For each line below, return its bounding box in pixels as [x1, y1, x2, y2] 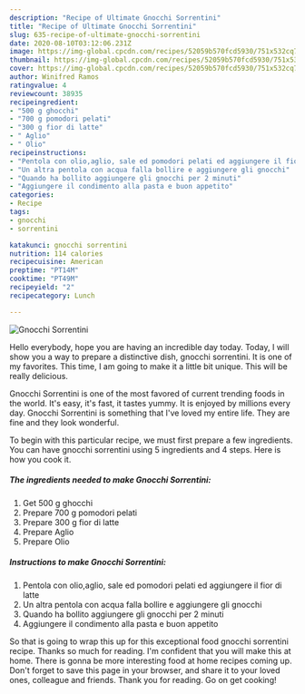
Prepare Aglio [22, 526, 74, 537]
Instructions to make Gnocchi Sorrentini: [9, 557, 166, 568]
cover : [9, 64, 34, 73]
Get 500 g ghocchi [22, 497, 93, 508]
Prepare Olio [22, 536, 70, 547]
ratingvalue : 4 [9, 81, 67, 90]
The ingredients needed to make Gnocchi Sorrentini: [9, 474, 212, 485]
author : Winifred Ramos [9, 73, 100, 82]
